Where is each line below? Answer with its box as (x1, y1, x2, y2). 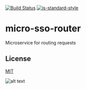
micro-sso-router (5, 23, 81, 34)
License (5, 54, 31, 63)
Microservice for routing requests (5, 39, 76, 46)
